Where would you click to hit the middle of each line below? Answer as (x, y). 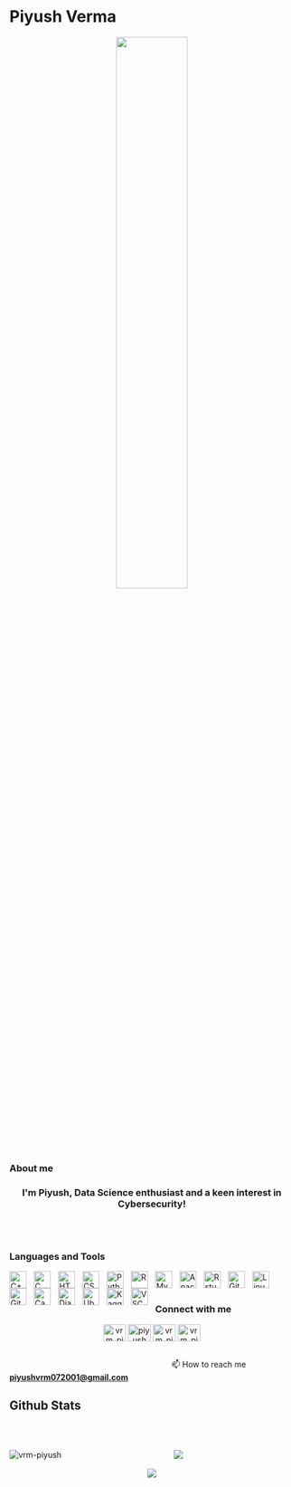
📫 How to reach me (209, 1364)
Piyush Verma (63, 17)
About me (32, 1168)
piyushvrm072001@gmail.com (69, 1377)
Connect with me (193, 1310)
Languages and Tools (57, 1257)
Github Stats (45, 1406)
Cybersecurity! (152, 1204)
